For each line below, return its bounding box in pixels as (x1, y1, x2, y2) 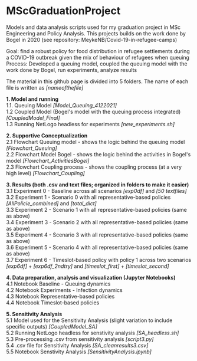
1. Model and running (6, 96, 59, 103)
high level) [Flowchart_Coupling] (6, 169, 86, 176)
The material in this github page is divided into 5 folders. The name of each (6, 78, 189, 85)
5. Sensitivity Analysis (6, 310, 63, 317)
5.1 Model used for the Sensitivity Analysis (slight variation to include (6, 317, 173, 324)
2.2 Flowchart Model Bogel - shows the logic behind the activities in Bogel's (6, 150, 191, 157)
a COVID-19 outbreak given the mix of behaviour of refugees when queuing (6, 54, 190, 61)
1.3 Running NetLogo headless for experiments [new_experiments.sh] (6, 120, 175, 127)
